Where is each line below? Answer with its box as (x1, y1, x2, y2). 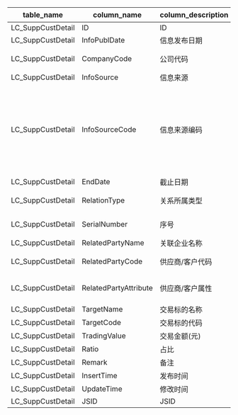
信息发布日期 (159, 35, 203, 45)
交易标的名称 (159, 305, 203, 314)
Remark (81, 358, 108, 367)
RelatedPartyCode (81, 256, 143, 266)
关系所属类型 (159, 196, 203, 205)
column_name (93, 10, 142, 20)
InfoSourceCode (81, 125, 137, 134)
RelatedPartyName (81, 238, 144, 247)
